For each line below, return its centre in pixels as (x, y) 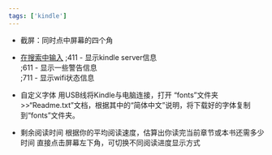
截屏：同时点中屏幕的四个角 (67, 40)
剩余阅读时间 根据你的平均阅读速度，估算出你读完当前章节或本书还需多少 (142, 132)
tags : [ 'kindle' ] (38, 16)
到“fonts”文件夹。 (50, 115)
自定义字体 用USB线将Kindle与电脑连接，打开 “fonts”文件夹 (119, 95)
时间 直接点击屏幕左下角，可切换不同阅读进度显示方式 (110, 142)
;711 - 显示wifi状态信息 (57, 77)
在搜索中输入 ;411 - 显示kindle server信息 (88, 57)
